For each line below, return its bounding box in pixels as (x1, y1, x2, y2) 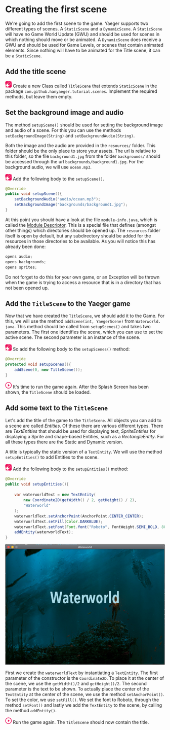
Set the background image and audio (5, 108, 124, 117)
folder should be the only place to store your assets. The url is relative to (5, 148, 156, 154)
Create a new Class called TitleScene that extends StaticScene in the (12, 83, 157, 89)
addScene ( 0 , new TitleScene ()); (14, 367, 82, 372)
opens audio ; (5, 254, 33, 259)
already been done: (5, 244, 46, 250)
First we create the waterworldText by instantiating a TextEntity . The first (5, 670, 158, 676)
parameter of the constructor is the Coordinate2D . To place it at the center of (5, 675, 164, 681)
